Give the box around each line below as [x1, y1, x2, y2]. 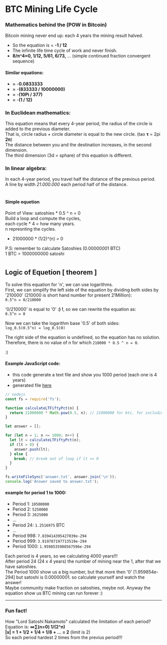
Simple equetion [5, 199, 40, 205]
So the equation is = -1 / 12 [12, 42, 67, 48]
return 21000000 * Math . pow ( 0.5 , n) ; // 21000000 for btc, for [9, 410, 144, 415]
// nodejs [5, 392, 26, 397]
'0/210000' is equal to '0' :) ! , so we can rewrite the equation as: [5, 306, 137, 312]
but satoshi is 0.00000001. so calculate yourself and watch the [16, 574, 145, 580]
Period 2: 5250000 [12, 506, 48, 512]
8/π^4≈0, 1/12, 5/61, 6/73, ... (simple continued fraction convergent [12, 53, 151, 59]
